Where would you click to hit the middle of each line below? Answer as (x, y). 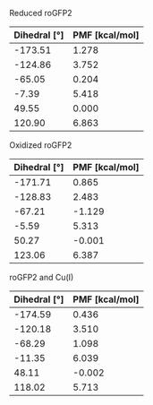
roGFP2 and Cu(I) (42, 277)
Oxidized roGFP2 (41, 145)
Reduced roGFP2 (41, 13)
